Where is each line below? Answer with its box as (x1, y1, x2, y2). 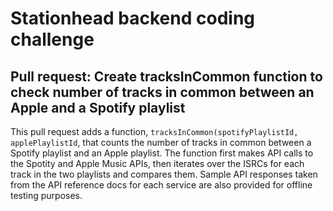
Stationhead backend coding (10, 7, 256, 30)
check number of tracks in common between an (10, 83, 315, 101)
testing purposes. (10, 190, 83, 201)
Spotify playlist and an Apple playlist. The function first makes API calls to (10, 147, 314, 159)
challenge (10, 28, 95, 51)
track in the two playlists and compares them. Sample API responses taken (10, 168, 318, 180)
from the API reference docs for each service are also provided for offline (10, 179, 313, 191)
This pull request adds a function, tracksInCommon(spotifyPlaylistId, (10, 126, 299, 137)
